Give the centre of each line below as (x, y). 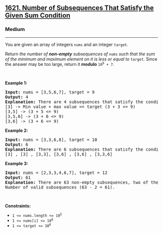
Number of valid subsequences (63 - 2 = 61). (60, 187)
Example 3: (16, 163)
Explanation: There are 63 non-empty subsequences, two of (77, 182)
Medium (15, 30)
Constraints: (18, 206)
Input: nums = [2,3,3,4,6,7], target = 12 (56, 172)
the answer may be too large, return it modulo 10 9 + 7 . (60, 64)
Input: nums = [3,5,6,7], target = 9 (50, 92)
